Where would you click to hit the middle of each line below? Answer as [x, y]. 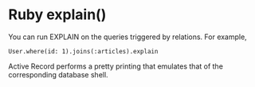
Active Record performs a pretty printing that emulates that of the [116, 66]
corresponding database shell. [59, 74]
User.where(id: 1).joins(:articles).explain [83, 51]
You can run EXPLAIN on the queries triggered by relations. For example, [127, 37]
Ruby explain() [57, 15]
